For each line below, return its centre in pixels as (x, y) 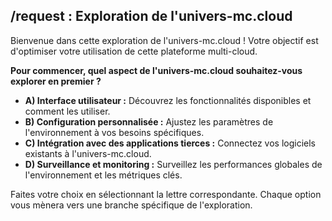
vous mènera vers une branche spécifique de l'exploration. (131, 205)
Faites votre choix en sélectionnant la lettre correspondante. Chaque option (166, 194)
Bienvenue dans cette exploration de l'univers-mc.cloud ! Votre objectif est (164, 40)
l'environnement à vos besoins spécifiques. (114, 132)
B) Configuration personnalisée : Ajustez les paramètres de (149, 121)
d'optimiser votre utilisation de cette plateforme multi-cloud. (134, 51)
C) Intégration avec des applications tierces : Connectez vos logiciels (170, 143)
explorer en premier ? (56, 81)
